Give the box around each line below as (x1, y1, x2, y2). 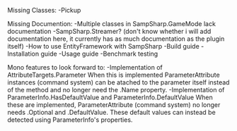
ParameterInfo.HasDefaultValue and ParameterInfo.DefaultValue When (7, 93, 214, 101)
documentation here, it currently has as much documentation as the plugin (7, 35, 225, 43)
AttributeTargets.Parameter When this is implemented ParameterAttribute (7, 70, 221, 79)
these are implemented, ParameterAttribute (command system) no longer (7, 101, 221, 108)
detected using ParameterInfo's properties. (7, 116, 133, 124)
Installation (7, 49, 40, 58)
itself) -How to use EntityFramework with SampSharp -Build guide (7, 42, 200, 50)
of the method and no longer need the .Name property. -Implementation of (7, 86, 225, 94)
